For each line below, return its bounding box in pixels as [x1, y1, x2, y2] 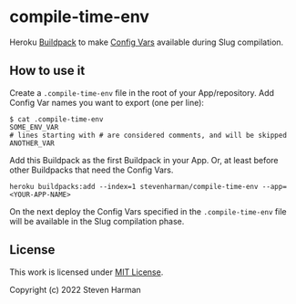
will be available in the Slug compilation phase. [9, 215, 185, 226]
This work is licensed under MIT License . [9, 267, 164, 278]
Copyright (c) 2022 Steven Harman [9, 284, 141, 295]
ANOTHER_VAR [9, 139, 55, 148]
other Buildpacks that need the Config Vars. [9, 164, 174, 175]
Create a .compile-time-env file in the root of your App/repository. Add [9, 87, 275, 98]
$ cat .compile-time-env [9, 114, 104, 124]
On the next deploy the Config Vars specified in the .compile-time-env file [9, 205, 287, 216]
